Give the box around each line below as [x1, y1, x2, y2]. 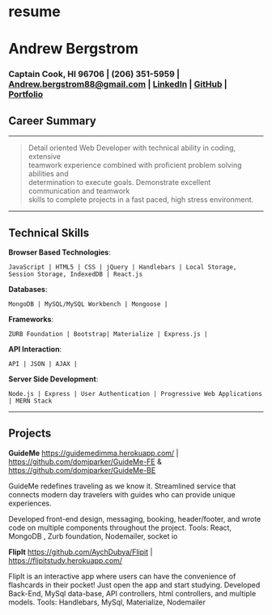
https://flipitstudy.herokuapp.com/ [8, 555, 123, 566]
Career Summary [8, 114, 97, 127]
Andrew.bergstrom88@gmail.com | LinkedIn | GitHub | [8, 79, 228, 90]
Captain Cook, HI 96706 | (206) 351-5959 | [8, 68, 181, 80]
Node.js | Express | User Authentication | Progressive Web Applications [8, 389, 263, 398]
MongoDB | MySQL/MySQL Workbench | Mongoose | [8, 299, 168, 308]
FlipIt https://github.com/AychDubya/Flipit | [8, 547, 153, 557]
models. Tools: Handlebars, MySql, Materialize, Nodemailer [8, 597, 206, 607]
